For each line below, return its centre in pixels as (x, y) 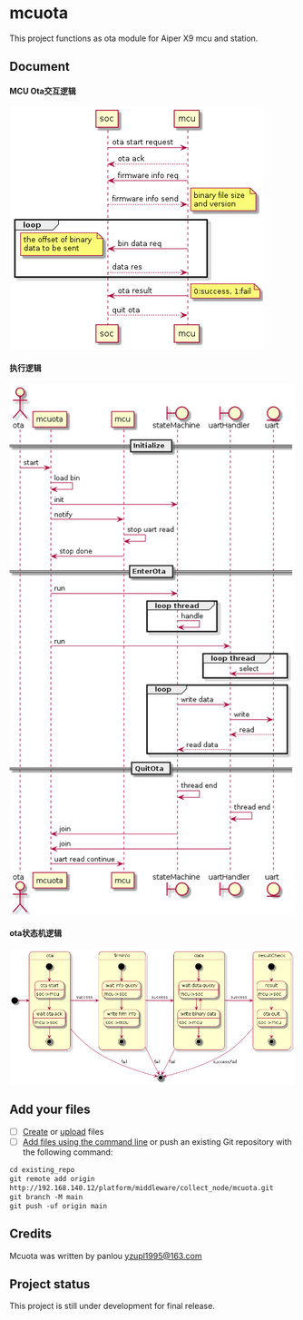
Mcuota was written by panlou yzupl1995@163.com (106, 1256)
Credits (31, 1234)
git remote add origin (52, 1178)
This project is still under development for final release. (112, 1306)
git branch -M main (46, 1197)
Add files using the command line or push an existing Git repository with (157, 1141)
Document (39, 67)
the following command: (68, 1152)
